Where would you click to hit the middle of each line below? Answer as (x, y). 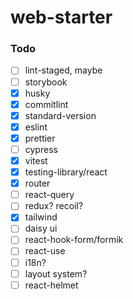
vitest (36, 160)
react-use (45, 251)
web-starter (61, 17)
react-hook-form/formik (74, 240)
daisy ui (41, 228)
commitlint (46, 104)
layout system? (56, 273)
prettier (40, 138)
